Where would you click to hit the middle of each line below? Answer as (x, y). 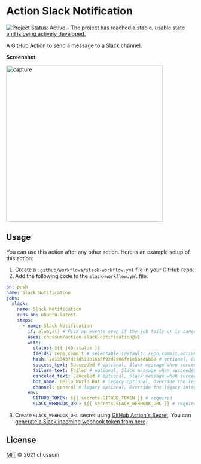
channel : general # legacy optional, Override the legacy (106, 387)
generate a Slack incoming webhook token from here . (81, 422)
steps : (25, 320)
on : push (17, 287)
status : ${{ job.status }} (66, 348)
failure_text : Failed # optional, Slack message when (101, 370)
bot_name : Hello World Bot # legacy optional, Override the (109, 381)
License (21, 440)
